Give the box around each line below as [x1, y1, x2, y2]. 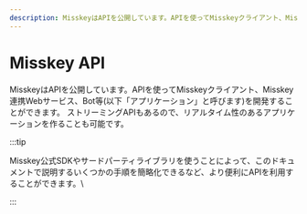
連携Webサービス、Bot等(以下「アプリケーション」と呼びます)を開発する [9, 95, 285, 106]
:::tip [9, 136, 26, 147]
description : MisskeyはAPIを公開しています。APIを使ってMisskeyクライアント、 [9, 13, 286, 23]
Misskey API [9, 52, 106, 73]
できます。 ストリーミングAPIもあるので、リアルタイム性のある [25, 107, 263, 117]
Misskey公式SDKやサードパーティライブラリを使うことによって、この [9, 155, 271, 166]
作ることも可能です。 [48, 117, 130, 128]
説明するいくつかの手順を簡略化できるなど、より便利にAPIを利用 [40, 166, 286, 178]
